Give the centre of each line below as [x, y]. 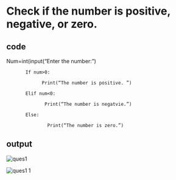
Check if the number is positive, [88, 11]
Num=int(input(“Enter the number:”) [51, 61]
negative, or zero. [52, 24]
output [19, 144]
